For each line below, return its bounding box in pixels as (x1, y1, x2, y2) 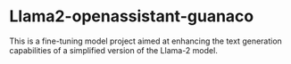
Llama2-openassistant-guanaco (9, 6, 254, 27)
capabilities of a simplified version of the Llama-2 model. (9, 44, 219, 55)
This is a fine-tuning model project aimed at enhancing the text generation (9, 36, 283, 46)
